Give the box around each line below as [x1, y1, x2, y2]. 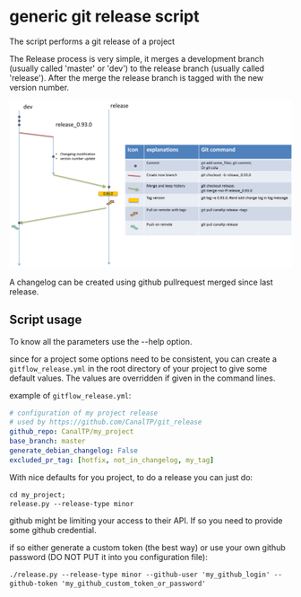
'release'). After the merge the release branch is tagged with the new [9, 72, 264, 83]
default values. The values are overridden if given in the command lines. [9, 373, 276, 383]
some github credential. [9, 524, 97, 535]
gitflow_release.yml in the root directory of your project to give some [9, 363, 267, 373]
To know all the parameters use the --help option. [9, 336, 193, 347]
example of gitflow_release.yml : [9, 390, 132, 400]
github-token [9, 579, 58, 588]
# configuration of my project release [9, 408, 159, 417]
